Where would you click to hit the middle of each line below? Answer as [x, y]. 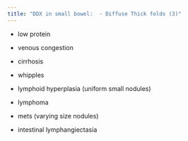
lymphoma [33, 102]
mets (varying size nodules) [58, 116]
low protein [34, 34]
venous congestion [46, 47]
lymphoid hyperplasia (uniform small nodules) [84, 88]
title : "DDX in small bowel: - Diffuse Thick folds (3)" [94, 14]
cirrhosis [30, 61]
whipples [31, 75]
